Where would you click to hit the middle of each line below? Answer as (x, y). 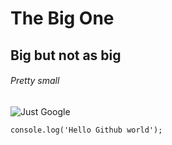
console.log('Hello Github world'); (86, 130)
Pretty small (35, 81)
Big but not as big (66, 55)
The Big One (62, 18)
